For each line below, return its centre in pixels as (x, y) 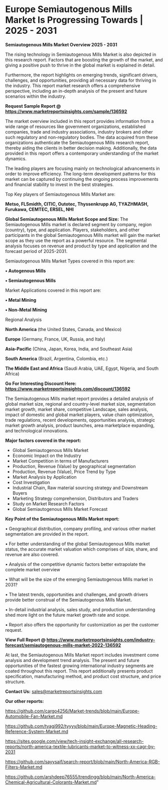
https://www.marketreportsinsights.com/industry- (101, 640)
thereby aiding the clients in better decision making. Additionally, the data (81, 148)
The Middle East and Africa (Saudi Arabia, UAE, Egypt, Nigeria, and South (82, 368)
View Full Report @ (26, 640)
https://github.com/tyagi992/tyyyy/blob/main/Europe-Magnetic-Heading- (81, 726)
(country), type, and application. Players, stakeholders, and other (72, 230)
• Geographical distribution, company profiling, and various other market (80, 529)
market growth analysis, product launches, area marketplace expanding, (80, 425)
